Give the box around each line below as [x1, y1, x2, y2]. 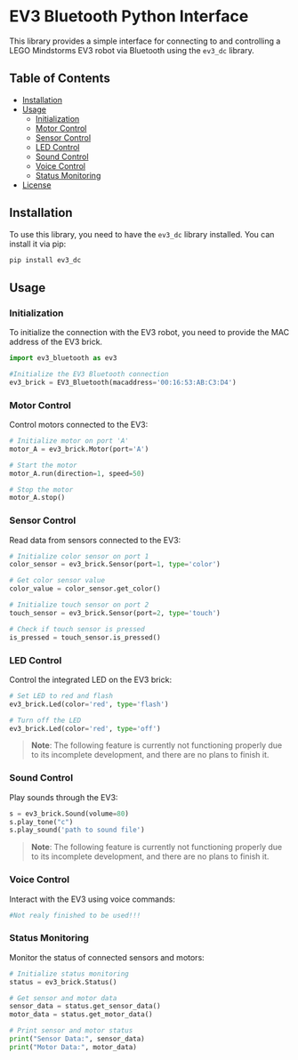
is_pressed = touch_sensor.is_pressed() [9, 633, 162, 642]
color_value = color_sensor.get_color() [9, 584, 162, 593]
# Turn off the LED [9, 716, 82, 725]
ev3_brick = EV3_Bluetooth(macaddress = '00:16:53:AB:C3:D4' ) [9, 378, 238, 387]
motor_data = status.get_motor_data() [9, 1010, 153, 1019]
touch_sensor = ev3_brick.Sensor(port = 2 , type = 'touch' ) [9, 608, 221, 617]
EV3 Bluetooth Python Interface [9, 6, 249, 27]
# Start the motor [9, 461, 77, 470]
